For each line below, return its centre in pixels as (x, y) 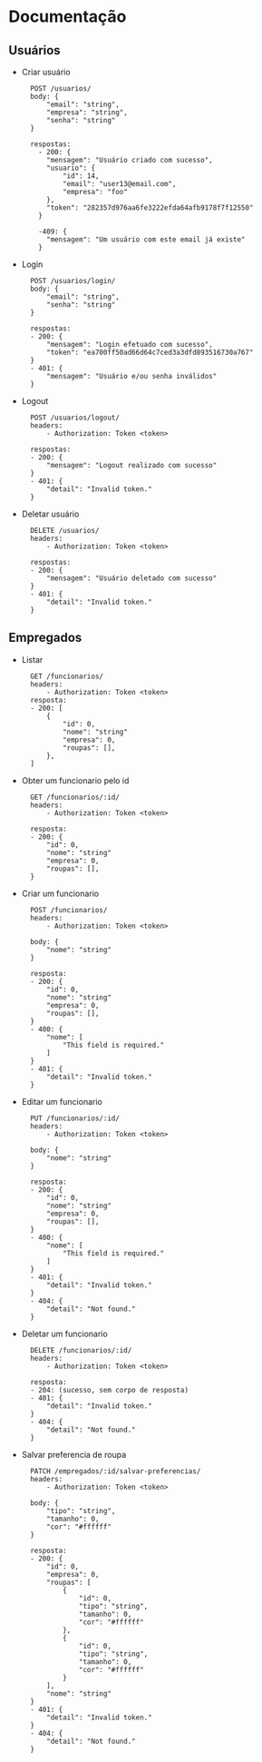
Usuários (34, 50)
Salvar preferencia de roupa (74, 1454)
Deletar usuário (50, 514)
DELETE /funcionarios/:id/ (81, 1350)
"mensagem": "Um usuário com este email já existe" (146, 240)
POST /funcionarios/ (69, 910)
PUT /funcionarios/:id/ (75, 1118)
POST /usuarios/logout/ (75, 418)
